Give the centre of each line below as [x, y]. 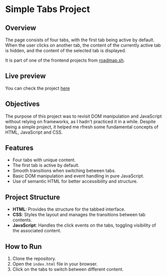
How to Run [24, 247]
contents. [22, 220]
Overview [21, 28]
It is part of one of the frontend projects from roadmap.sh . [65, 60]
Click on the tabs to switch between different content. [68, 269]
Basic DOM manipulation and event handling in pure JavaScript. [78, 176]
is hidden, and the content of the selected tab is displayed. [66, 51]
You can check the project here [38, 88]
